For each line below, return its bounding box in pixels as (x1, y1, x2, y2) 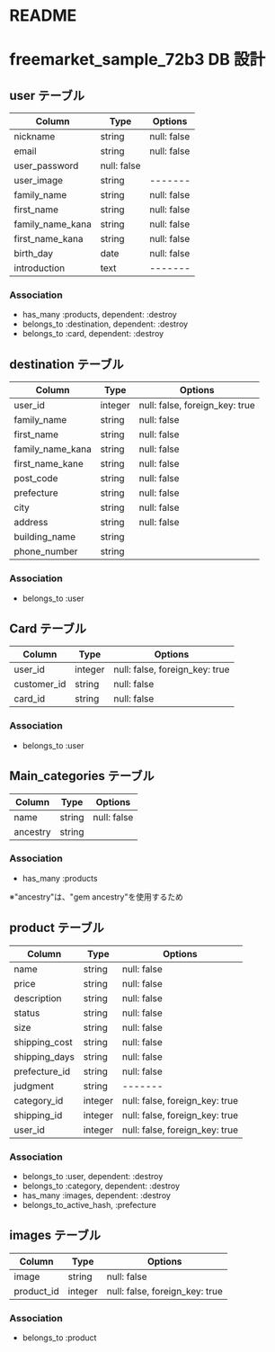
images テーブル (9, 1228, 102, 1243)
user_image (13, 175, 64, 187)
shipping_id (13, 1108, 63, 1121)
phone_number (13, 545, 78, 558)
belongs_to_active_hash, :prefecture (22, 1199, 157, 1210)
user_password (13, 159, 79, 172)
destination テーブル (9, 356, 124, 372)
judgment (13, 1079, 54, 1092)
